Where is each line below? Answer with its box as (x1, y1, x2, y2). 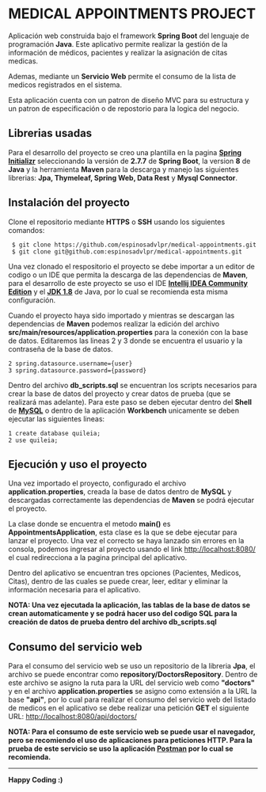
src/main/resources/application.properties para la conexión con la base (8, 327, 249, 337)
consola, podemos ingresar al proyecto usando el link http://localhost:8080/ (8, 544, 256, 554)
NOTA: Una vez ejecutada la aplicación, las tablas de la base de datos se (8, 600, 251, 610)
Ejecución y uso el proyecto (8, 457, 148, 471)
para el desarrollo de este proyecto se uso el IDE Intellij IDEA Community (8, 278, 248, 287)
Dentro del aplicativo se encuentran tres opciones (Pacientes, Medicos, (8, 568, 241, 578)
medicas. (8, 56, 38, 66)
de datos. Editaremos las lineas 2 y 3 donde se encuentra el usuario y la (8, 336, 243, 345)
